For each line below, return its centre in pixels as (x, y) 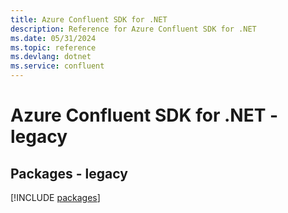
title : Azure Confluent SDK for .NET (89, 19)
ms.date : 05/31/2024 (53, 38)
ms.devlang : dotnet (51, 57)
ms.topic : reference (53, 47)
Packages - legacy (69, 173)
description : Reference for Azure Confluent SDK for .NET (133, 29)
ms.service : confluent (57, 66)
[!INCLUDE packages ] (55, 197)
